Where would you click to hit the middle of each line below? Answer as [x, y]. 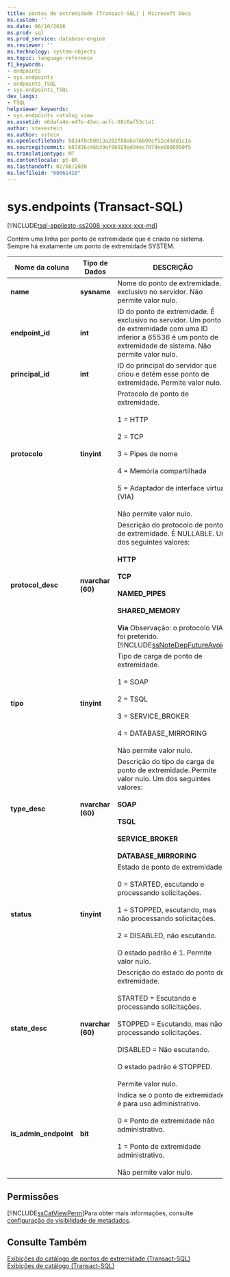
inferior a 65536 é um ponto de [168, 337]
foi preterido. [138, 636]
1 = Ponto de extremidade [159, 1147]
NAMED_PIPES [142, 594]
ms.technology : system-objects [52, 52]
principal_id [30, 374]
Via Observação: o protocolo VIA [170, 628]
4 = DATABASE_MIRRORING [162, 733]
